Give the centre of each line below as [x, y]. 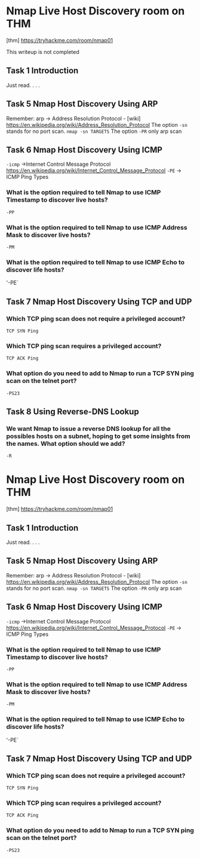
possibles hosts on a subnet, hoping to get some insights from [98, 436]
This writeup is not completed [43, 51]
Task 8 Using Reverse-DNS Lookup [73, 411]
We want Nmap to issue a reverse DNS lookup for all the [89, 428]
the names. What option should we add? [66, 443]
